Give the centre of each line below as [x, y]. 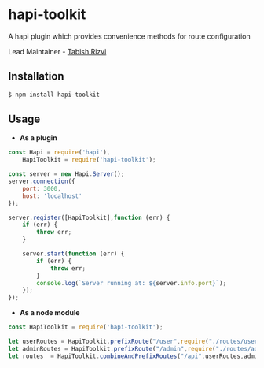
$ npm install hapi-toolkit [54, 95]
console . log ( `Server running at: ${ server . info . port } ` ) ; [132, 283]
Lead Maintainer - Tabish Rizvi [57, 51]
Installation [36, 76]
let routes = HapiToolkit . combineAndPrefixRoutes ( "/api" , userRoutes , [126, 356]
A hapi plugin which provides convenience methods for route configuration [129, 36]
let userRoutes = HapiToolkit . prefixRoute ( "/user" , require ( [109, 342]
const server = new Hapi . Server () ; [66, 174]
